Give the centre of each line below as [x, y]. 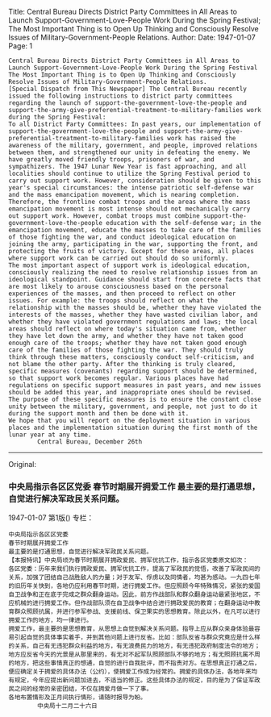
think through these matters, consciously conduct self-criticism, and [131, 357]
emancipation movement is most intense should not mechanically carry [129, 209]
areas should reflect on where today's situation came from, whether [128, 329]
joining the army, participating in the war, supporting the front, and [133, 244]
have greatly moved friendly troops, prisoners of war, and [112, 160]
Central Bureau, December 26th [90, 442]
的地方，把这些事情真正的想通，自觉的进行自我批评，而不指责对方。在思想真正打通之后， [134, 663]
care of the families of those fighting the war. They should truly [126, 350]
